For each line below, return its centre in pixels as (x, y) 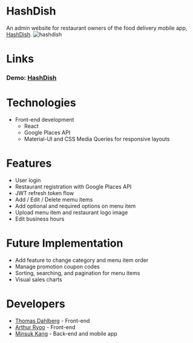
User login (28, 180)
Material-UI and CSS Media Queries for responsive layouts (97, 139)
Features (29, 163)
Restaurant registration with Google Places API (73, 187)
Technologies (41, 103)
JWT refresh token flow (44, 193)
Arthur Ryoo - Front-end (45, 327)
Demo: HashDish (31, 78)
